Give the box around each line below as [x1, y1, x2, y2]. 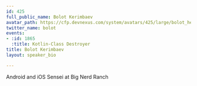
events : [6, 30, 25, 36]
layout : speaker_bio [6, 52, 57, 58]
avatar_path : [6, 19, 38, 25]
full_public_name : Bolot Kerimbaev [6, 14, 93, 20]
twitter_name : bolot [6, 25, 57, 31]
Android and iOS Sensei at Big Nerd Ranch [6, 73, 108, 80]
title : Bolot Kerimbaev [6, 47, 64, 53]
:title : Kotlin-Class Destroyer [11, 42, 91, 47]
